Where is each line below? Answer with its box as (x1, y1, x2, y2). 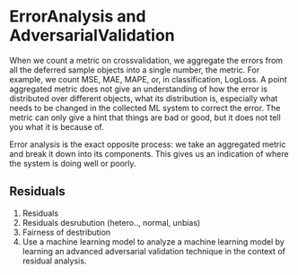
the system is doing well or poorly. (9, 158, 136, 168)
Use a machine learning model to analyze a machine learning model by (22, 236, 285, 247)
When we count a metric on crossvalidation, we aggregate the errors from (9, 55, 284, 65)
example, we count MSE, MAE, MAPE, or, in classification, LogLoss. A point (9, 73, 287, 84)
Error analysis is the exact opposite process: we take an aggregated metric (9, 139, 286, 150)
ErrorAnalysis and (9, 6, 146, 27)
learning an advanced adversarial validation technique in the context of (22, 245, 285, 256)
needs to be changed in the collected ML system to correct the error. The (9, 102, 281, 113)
